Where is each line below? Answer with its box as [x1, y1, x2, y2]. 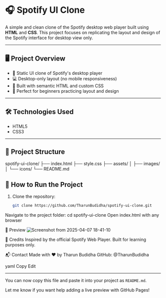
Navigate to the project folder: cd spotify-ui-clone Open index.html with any [5, 212, 160, 218]
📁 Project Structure [5, 147, 65, 156]
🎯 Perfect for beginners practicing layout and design [12, 88, 119, 94]
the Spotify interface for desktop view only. [5, 35, 93, 41]
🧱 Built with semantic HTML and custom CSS [12, 83, 104, 89]
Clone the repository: [12, 193, 56, 199]
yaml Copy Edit [5, 263, 36, 269]
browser [5, 217, 22, 224]
